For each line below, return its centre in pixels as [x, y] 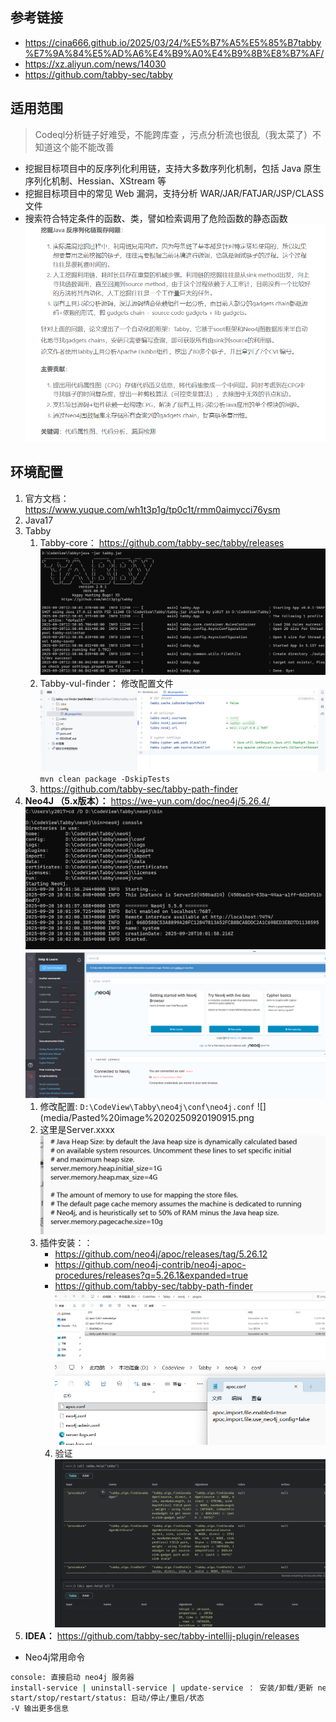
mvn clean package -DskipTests [105, 779]
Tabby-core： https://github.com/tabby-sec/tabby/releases [162, 542]
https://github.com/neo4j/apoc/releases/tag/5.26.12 [161, 1254]
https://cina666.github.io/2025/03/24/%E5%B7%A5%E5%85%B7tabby [173, 42]
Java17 [39, 520]
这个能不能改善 [83, 147]
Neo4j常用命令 [55, 1657]
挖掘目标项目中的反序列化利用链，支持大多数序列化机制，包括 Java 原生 [173, 168]
